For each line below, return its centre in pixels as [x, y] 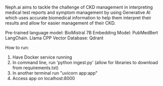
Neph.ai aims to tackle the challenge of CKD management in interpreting [79, 7]
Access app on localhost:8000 [44, 78]
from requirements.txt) [35, 68]
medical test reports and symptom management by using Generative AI [78, 12]
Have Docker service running [42, 57]
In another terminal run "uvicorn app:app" [55, 73]
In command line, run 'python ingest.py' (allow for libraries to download [85, 62]
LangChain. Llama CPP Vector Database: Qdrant [54, 38]
